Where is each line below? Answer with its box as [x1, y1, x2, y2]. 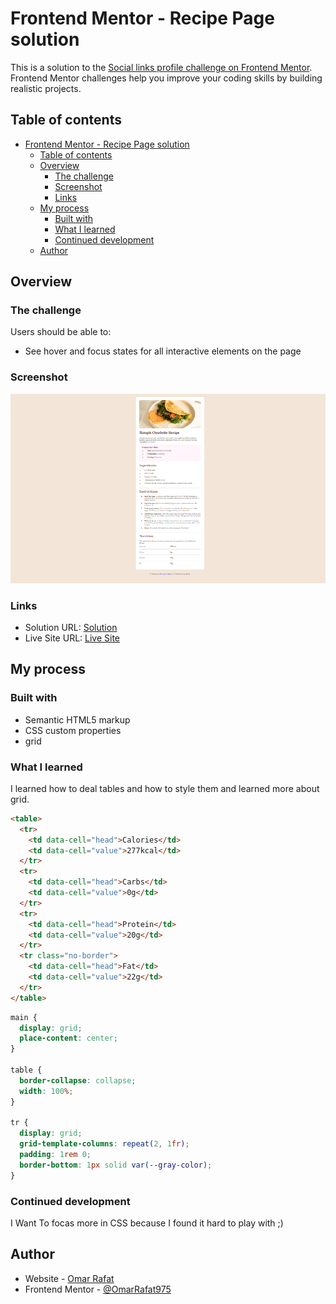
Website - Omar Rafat [24, 1272, 115, 1284]
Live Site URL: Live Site [24, 632, 121, 644]
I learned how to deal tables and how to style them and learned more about [10, 782, 320, 794]
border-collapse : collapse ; [19, 1075, 137, 1086]
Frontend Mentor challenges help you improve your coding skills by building [10, 72, 323, 84]
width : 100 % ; [19, 1086, 74, 1096]
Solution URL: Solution [24, 621, 118, 633]
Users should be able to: [10, 326, 112, 338]
